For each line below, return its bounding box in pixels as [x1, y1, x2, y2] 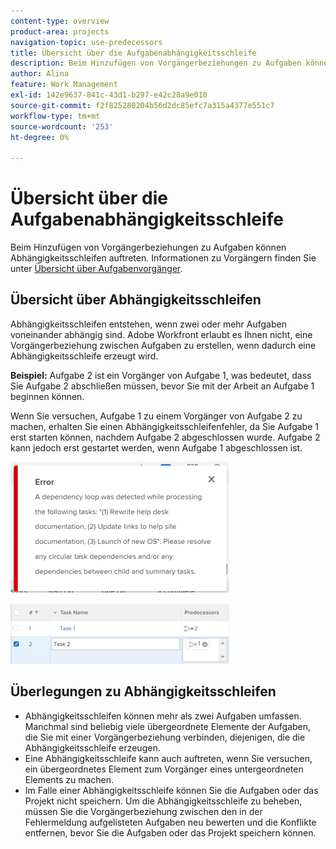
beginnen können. [10, 390, 85, 402]
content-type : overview [10, 16, 110, 26]
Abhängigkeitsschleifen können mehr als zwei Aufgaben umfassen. [24, 710, 302, 722]
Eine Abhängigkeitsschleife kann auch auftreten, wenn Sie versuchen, [24, 752, 313, 764]
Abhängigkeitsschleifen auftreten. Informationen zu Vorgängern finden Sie [10, 252, 317, 264]
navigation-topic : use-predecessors [10, 37, 163, 47]
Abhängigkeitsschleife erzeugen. [24, 741, 161, 754]
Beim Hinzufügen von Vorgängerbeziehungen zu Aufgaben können [10, 241, 287, 254]
